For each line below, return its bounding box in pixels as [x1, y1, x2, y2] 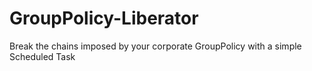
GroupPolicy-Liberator [9, 7, 199, 30]
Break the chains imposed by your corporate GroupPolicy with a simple [9, 40, 302, 52]
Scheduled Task [9, 50, 76, 62]
